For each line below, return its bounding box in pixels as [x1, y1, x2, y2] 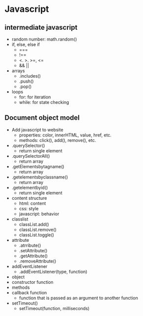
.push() [19, 78, 34, 84]
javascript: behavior [19, 211, 59, 217]
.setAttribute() [19, 247, 48, 253]
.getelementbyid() [11, 184, 48, 190]
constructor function [11, 279, 54, 285]
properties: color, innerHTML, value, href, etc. [19, 132, 112, 138]
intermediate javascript [4, 23, 78, 32]
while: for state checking [19, 99, 69, 105]
